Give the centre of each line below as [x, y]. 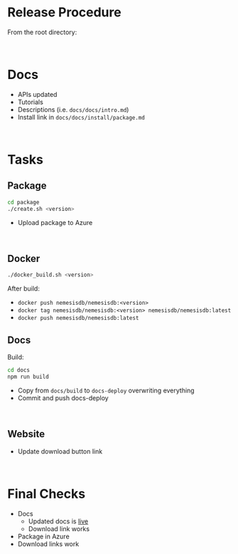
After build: [24, 288]
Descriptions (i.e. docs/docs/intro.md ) [73, 109]
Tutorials [31, 102]
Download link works [59, 528]
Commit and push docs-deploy [63, 398]
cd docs [19, 370]
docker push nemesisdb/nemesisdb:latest [78, 318]
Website [26, 434]
